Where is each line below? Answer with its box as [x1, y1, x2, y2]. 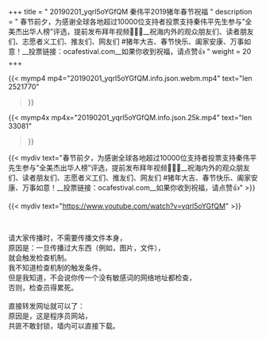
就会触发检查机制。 [8, 253, 71, 262]
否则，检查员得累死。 [8, 283, 78, 292]
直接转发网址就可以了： [8, 301, 85, 310]
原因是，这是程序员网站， [8, 311, 92, 321]
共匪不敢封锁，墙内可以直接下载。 [8, 321, 120, 330]
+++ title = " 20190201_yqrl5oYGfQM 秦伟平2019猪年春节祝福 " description [8, 7, 253, 16]
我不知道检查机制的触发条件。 [8, 263, 106, 272]
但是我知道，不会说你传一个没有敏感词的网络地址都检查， [8, 273, 196, 282]
